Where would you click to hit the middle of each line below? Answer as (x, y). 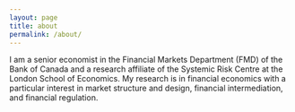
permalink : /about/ (46, 34)
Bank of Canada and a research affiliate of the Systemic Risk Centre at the (146, 69)
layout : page (34, 17)
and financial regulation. (54, 98)
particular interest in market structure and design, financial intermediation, (147, 88)
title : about (34, 26)
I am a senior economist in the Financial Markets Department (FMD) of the (146, 60)
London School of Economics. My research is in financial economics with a (148, 79)
